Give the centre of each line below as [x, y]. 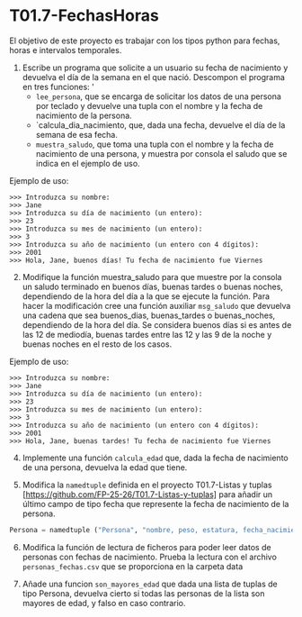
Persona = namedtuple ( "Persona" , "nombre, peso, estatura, [124, 530]
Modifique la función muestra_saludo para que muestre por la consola [152, 277]
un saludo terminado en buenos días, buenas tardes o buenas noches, [152, 286]
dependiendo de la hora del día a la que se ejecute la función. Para [146, 296]
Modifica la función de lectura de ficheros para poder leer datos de [147, 547]
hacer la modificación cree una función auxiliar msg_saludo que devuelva [156, 305]
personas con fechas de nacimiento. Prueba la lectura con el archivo [149, 557]
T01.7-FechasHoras [84, 16]
